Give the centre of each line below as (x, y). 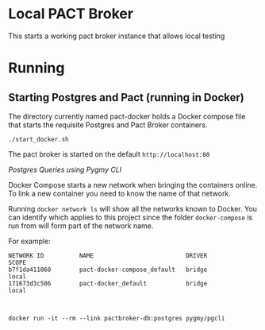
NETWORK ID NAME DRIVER (108, 255)
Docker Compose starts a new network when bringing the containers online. (133, 184)
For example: (30, 241)
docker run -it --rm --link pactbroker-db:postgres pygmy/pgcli (117, 318)
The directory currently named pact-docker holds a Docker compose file (127, 116)
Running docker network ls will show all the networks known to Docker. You (133, 208)
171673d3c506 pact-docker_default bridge (108, 283)
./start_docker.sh (38, 139)
